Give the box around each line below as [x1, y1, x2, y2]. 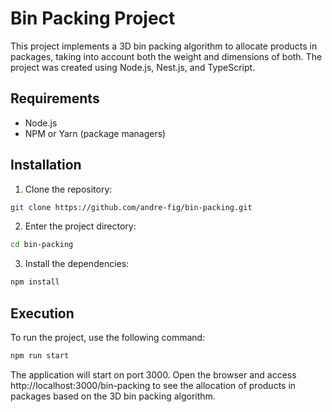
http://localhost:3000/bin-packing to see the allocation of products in [10, 379, 297, 391]
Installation [10, 157, 82, 174]
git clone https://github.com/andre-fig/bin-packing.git [10, 202, 253, 212]
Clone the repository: [24, 183, 113, 195]
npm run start [10, 351, 70, 361]
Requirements [10, 90, 100, 107]
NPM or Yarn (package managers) [24, 127, 167, 139]
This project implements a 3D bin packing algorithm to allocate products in [10, 40, 318, 52]
